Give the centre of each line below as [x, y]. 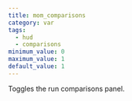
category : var [31, 23]
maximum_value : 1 [37, 60]
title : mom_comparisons [47, 15]
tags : [17, 30]
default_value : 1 [37, 67]
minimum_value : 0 [37, 52]
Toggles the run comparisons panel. [66, 88]
